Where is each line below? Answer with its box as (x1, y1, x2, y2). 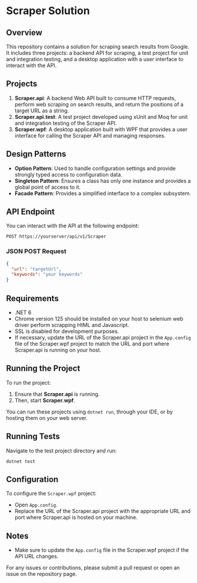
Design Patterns (6, 149, 66, 159)
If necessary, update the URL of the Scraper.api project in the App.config (14, 334, 191, 341)
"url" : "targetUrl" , (11, 266, 62, 272)
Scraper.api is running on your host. (14, 347, 102, 354)
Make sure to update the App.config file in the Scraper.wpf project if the (14, 547, 189, 554)
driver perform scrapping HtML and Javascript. (14, 322, 129, 329)
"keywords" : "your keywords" (11, 272, 83, 278)
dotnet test (6, 458, 35, 464)
